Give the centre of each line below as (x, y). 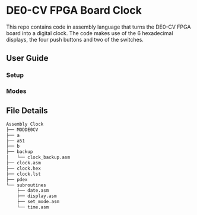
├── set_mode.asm (38, 202)
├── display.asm (37, 196)
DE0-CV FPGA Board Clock (74, 10)
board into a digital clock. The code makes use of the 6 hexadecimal (90, 33)
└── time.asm (33, 207)
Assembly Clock (25, 124)
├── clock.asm (24, 163)
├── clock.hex (24, 168)
